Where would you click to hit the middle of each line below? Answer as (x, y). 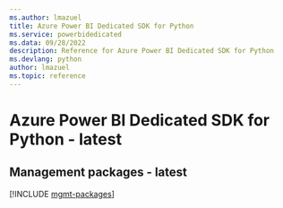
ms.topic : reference (48, 76)
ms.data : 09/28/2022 (48, 43)
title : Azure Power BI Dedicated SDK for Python (102, 26)
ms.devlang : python (46, 59)
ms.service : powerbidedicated (66, 34)
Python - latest (66, 139)
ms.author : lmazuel (46, 17)
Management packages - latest (99, 173)
